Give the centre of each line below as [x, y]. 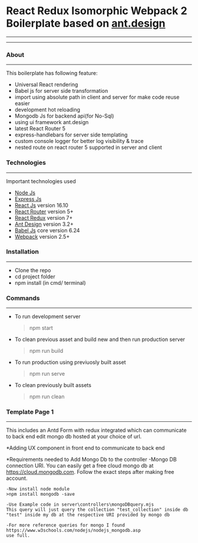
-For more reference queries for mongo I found [66, 525]
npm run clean [47, 396]
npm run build [46, 351]
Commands [23, 298]
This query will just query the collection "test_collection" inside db [97, 510]
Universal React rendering [46, 84]
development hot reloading [47, 110]
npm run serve [47, 374]
